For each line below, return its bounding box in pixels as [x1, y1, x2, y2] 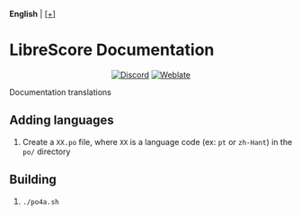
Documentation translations [9, 86, 112, 98]
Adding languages [9, 113, 114, 128]
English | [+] [9, 9, 57, 19]
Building [9, 172, 57, 187]
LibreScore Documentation [9, 40, 215, 60]
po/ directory [22, 146, 71, 157]
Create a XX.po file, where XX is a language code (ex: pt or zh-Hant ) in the [22, 136, 293, 147]
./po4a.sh [22, 197, 60, 206]
